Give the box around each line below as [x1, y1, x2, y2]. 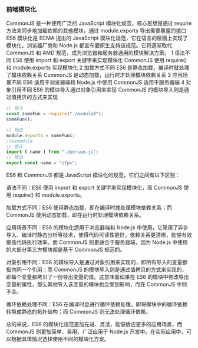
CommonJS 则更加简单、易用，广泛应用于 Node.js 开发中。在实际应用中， [6, 328, 187, 335]
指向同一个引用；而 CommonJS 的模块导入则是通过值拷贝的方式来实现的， [6, 266, 187, 273]
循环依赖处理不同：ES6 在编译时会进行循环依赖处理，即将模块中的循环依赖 [6, 301, 188, 308]
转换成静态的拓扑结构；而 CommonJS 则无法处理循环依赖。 [6, 308, 151, 316]
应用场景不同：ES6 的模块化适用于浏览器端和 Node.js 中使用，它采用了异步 [6, 224, 189, 231]
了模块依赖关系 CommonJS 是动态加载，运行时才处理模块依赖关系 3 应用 [6, 71, 183, 79]
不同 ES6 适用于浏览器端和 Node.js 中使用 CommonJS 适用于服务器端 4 [11, 79, 184, 86]
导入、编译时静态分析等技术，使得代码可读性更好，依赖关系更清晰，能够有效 [6, 232, 192, 239]
